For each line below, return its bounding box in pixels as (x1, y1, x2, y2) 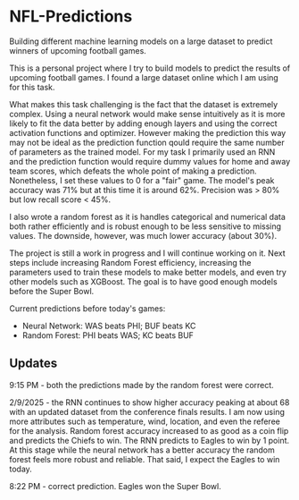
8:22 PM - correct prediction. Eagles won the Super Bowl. (9, 480, 221, 491)
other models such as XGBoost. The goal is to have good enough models (9, 275, 278, 287)
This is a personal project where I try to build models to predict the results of (9, 63, 291, 73)
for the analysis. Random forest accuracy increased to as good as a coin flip (9, 425, 289, 436)
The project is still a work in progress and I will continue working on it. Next (9, 248, 286, 258)
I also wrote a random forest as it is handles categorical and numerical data (9, 211, 286, 222)
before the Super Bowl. (9, 285, 95, 296)
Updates (9, 356, 58, 371)
